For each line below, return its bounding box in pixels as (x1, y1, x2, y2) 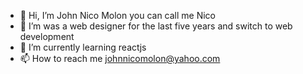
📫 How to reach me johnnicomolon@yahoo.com (19, 53, 221, 64)
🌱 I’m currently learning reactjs (19, 41, 147, 53)
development (19, 31, 75, 42)
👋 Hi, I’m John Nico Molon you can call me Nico (19, 10, 217, 21)
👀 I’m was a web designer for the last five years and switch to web (19, 20, 293, 32)
